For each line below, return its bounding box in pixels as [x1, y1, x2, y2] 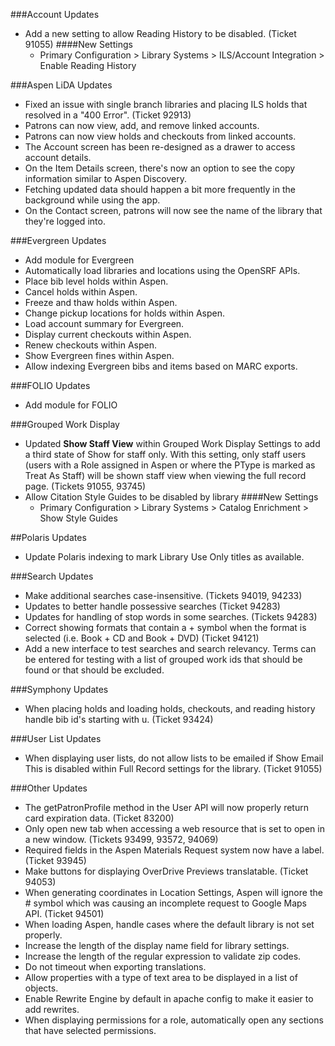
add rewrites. [24, 1004, 80, 1015]
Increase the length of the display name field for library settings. [24, 940, 290, 951]
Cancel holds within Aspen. [24, 286, 138, 298]
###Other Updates [10, 782, 88, 794]
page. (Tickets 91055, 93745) [24, 480, 147, 492]
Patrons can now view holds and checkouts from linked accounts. [24, 130, 297, 142]
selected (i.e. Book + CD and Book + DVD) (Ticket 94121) [24, 632, 260, 644]
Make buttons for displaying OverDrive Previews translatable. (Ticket [24, 865, 309, 877]
